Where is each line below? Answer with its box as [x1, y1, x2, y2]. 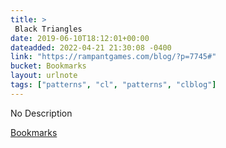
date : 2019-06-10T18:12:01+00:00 [10, 33, 150, 43]
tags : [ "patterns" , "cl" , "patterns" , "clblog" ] [10, 80, 217, 90]
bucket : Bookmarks [10, 61, 87, 71]
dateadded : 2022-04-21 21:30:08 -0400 [10, 42, 172, 53]
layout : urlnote [10, 71, 78, 81]
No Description [10, 107, 73, 119]
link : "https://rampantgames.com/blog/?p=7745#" [10, 52, 217, 62]
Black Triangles [14, 24, 83, 34]
